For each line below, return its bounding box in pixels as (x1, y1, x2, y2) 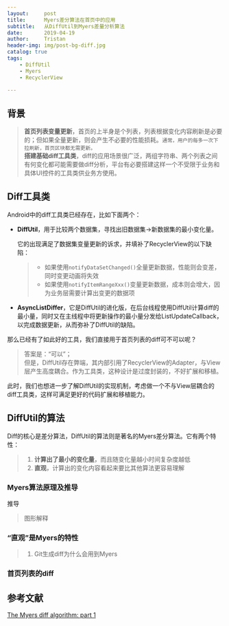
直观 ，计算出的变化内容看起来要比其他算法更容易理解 (34, 464, 185, 472)
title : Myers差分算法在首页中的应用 (7, 17, 116, 23)
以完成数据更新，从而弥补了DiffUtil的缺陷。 (16, 321, 139, 329)
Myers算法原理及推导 (7, 482, 79, 492)
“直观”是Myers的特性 (7, 532, 79, 542)
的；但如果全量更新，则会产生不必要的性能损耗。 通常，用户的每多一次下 (23, 136, 219, 144)
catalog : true (7, 49, 48, 56)
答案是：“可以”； (23, 349, 72, 358)
